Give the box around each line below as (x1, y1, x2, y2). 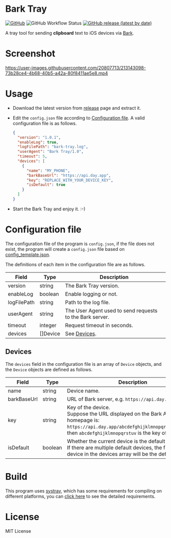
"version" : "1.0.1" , (17, 135, 61, 140)
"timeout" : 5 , (17, 154, 47, 159)
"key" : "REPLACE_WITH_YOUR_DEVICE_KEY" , (26, 177, 113, 183)
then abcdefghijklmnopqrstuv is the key (67, 429, 161, 436)
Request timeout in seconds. (65, 321, 133, 329)
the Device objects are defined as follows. (5, 366, 93, 372)
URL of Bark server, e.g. (67, 395, 124, 403)
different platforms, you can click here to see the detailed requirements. (5, 493, 156, 499)
